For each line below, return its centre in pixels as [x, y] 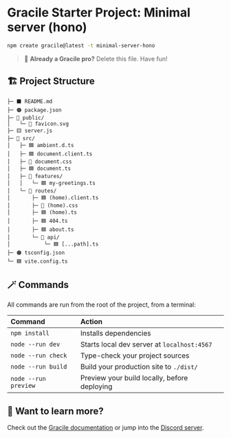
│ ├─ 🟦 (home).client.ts [53, 197]
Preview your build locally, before [134, 378]
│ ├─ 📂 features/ [35, 176]
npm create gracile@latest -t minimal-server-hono [81, 45]
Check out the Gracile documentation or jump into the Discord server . [106, 428]
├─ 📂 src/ [21, 138]
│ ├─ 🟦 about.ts [41, 229]
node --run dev [35, 344]
